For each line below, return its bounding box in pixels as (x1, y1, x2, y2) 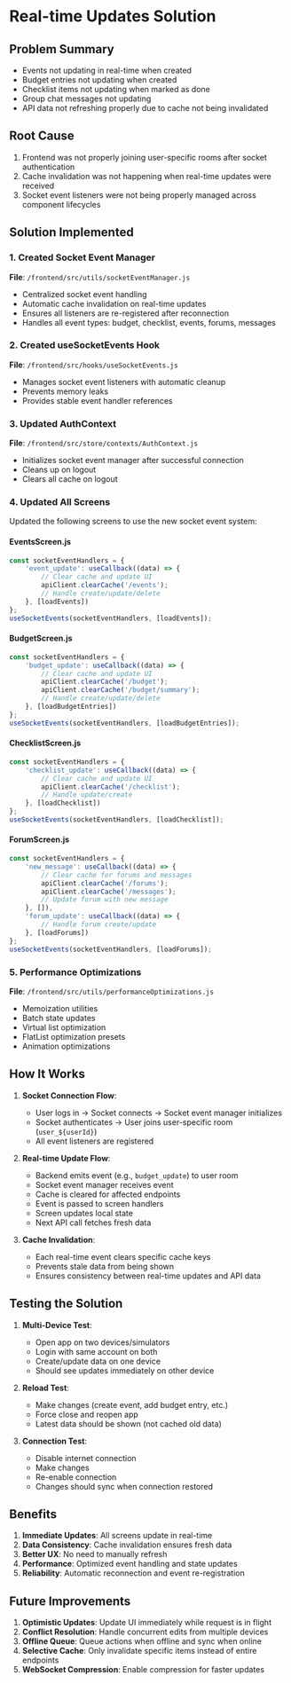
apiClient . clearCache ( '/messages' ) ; (41, 887, 177, 896)
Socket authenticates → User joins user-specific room (35, 1116, 233, 1128)
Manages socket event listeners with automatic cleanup (21, 376, 226, 387)
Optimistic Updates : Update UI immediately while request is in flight (21, 1617, 272, 1628)
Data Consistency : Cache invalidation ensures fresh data (21, 1539, 232, 1550)
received (21, 180, 55, 191)
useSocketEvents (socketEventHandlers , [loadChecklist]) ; (9, 815, 224, 824)
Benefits (9, 1506, 58, 1522)
